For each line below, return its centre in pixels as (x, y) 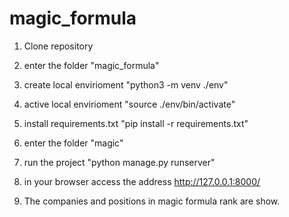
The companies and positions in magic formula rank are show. (152, 201)
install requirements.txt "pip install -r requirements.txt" (136, 123)
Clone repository (58, 46)
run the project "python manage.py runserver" (119, 162)
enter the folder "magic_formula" (91, 65)
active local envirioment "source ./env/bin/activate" (129, 104)
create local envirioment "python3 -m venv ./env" (126, 84)
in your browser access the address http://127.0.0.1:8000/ (142, 181)
